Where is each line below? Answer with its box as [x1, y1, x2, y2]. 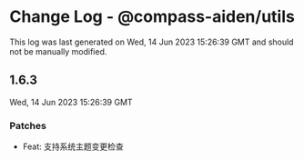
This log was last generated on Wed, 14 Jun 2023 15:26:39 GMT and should [9, 36, 294, 47]
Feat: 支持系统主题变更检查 [22, 141, 125, 152]
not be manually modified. [9, 45, 107, 56]
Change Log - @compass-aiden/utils [9, 6, 296, 27]
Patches [9, 119, 47, 132]
